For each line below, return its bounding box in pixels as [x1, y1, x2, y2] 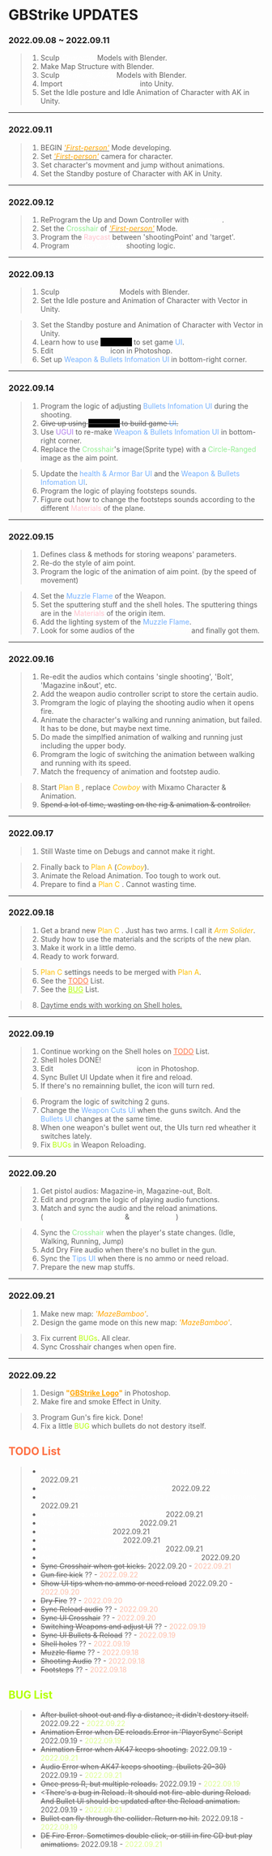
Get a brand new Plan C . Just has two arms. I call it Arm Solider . [40, 925, 256, 935]
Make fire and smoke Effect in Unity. [40, 1397, 162, 1407]
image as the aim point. [40, 452, 119, 462]
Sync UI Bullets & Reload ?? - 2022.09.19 [40, 1630, 176, 1640]
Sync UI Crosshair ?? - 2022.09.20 [40, 1612, 156, 1622]
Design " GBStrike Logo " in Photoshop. [40, 1388, 172, 1398]
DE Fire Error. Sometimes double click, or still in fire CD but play [40, 1830, 253, 1841]
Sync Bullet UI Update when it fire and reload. [40, 1072, 193, 1082]
